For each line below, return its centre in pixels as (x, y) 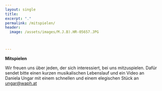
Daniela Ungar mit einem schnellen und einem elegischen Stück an (72, 78)
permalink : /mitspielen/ (30, 23)
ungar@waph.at (21, 83)
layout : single (20, 9)
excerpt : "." (18, 18)
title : (12, 14)
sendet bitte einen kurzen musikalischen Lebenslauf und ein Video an (75, 73)
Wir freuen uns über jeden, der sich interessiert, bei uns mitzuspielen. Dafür (81, 68)
